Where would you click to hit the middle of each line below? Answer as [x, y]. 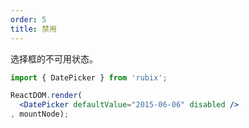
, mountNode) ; [40, 114]
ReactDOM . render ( [46, 96]
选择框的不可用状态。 [54, 58]
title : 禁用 [33, 29]
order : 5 [28, 19]
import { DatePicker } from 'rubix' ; [89, 77]
